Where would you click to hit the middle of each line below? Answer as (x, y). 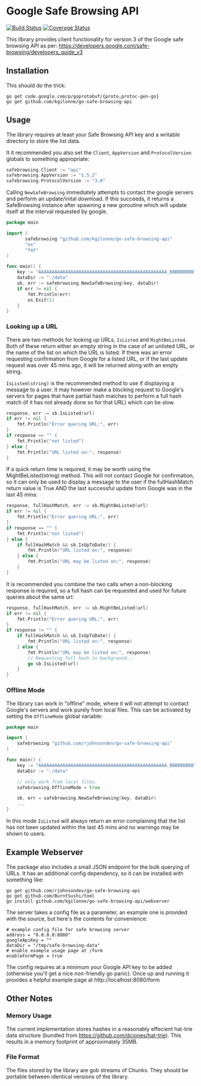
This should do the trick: (36, 85)
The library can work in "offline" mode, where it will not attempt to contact (98, 703)
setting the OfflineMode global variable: (54, 716)
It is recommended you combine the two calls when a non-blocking (89, 584)
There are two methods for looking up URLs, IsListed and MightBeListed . (97, 340)
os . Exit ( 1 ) (41, 300)
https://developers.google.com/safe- (104, 46)
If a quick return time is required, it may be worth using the (78, 469)
